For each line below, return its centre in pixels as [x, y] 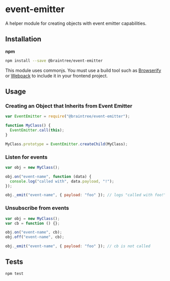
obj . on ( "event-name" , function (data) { [49, 176]
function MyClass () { [28, 126]
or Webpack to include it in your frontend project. [56, 76]
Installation [23, 39]
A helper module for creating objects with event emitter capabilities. [76, 23]
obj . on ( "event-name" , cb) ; [34, 232]
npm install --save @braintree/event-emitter [54, 61]
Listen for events [27, 157]
